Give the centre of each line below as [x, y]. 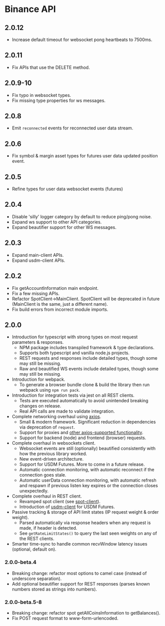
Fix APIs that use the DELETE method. [51, 67]
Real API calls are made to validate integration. [67, 411]
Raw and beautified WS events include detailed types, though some [89, 369]
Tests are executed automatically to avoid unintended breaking [84, 401]
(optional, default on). [34, 549]
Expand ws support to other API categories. [57, 222]
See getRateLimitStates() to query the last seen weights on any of [88, 534]
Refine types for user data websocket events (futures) [67, 189]
